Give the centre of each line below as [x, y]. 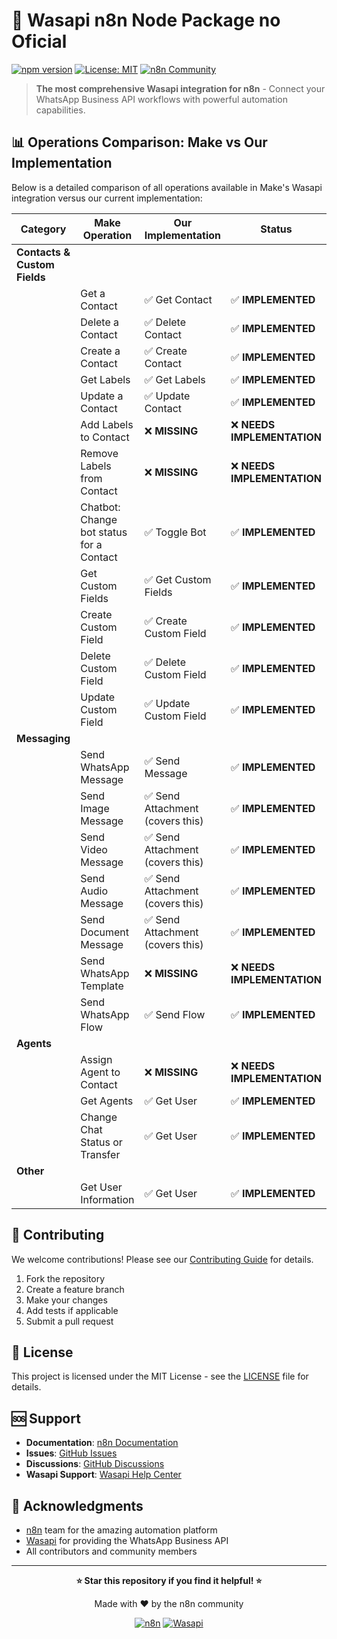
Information [107, 1199]
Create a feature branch [75, 1289]
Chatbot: [100, 507]
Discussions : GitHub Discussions [95, 1464]
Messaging [43, 738]
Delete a [100, 322]
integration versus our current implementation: [107, 198]
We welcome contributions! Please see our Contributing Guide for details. [162, 1259]
